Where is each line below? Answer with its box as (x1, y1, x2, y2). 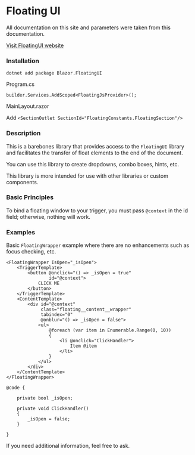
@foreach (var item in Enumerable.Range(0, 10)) (48, 327, 171, 333)
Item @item (70, 343, 97, 349)
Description (6, 129, 41, 138)
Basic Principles (6, 193, 54, 202)
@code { (6, 385, 26, 391)
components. (6, 178, 39, 185)
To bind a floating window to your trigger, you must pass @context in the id (6, 207, 188, 214)
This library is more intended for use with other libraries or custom (6, 172, 168, 179)
